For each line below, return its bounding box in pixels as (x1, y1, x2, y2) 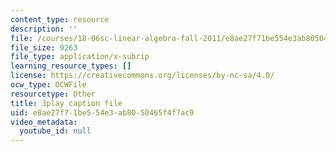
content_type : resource (10, 14, 110, 25)
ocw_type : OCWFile (10, 80, 87, 90)
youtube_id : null (19, 126, 92, 136)
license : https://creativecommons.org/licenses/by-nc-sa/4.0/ (10, 71, 275, 81)
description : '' (10, 24, 78, 34)
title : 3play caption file (10, 98, 123, 108)
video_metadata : (10, 117, 78, 127)
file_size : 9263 (10, 42, 78, 53)
